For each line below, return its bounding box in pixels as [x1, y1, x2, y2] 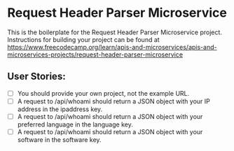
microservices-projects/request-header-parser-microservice [7, 50, 184, 59]
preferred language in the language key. [17, 120, 133, 129]
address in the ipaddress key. [17, 105, 103, 113]
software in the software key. [17, 136, 102, 144]
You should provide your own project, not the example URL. [17, 89, 190, 97]
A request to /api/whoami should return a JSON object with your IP [17, 96, 210, 106]
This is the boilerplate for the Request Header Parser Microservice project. [7, 28, 223, 36]
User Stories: [7, 71, 66, 82]
